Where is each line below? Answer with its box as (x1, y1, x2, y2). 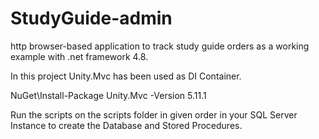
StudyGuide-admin (10, 7, 173, 30)
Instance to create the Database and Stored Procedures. (10, 119, 243, 131)
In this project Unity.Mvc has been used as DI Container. (10, 70, 242, 82)
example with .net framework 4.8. (10, 50, 149, 62)
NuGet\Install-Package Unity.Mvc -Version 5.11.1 (10, 89, 207, 101)
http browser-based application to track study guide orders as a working (10, 40, 310, 52)
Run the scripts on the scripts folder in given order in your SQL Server (10, 108, 298, 121)
